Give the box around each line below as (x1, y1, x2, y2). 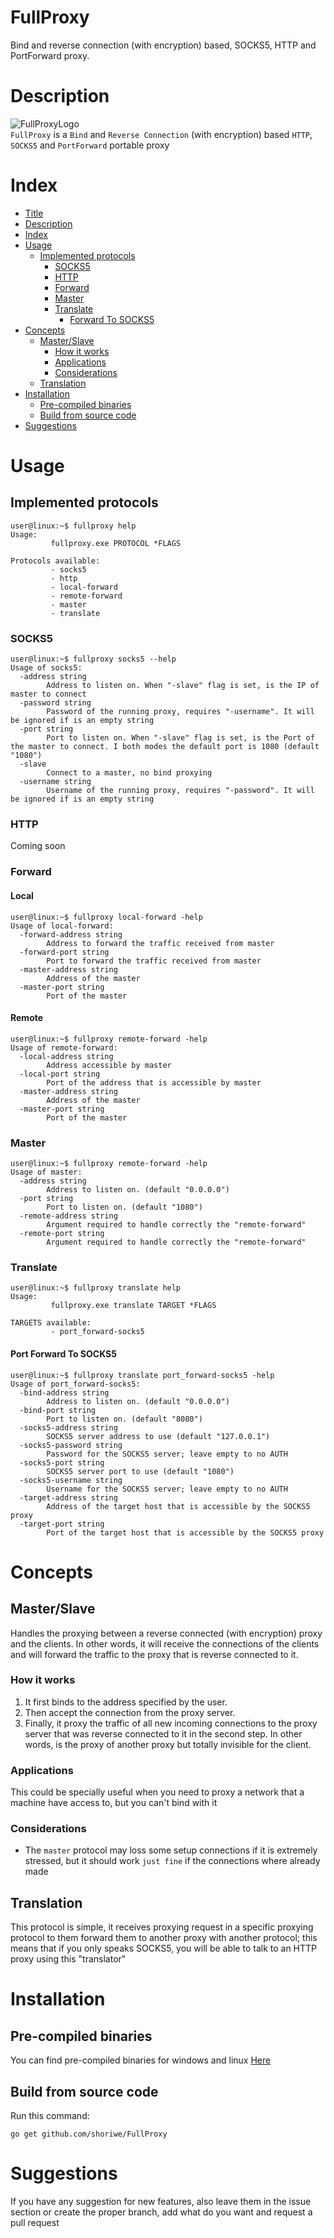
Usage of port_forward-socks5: (10, 1379, 141, 1389)
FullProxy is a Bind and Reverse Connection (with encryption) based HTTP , (10, 128, 313, 140)
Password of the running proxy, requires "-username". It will (46, 707, 315, 717)
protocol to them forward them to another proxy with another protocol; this (10, 1932, 318, 1944)
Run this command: (10, 2110, 90, 2122)
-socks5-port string (19, 1457, 105, 1468)
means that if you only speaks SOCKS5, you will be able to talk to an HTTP (10, 1942, 318, 1955)
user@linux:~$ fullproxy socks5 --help (10, 654, 177, 665)
